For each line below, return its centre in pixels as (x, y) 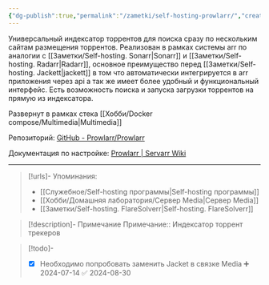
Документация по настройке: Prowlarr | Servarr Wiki (97, 153)
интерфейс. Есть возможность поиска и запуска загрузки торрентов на (131, 90)
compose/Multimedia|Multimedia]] (65, 122)
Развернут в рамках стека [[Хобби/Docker (80, 114)
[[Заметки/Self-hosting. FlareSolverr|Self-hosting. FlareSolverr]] (147, 208)
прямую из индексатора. (51, 98)
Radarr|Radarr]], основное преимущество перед (119, 64)
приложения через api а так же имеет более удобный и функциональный (134, 81)
